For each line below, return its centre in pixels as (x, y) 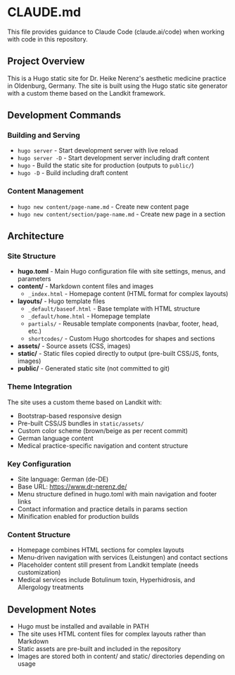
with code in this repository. (47, 39)
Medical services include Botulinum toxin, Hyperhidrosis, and (106, 580)
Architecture (36, 236)
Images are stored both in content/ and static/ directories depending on (121, 656)
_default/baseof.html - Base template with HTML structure (114, 309)
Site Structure (32, 256)
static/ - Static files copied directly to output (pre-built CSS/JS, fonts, (118, 354)
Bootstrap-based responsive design (69, 416)
